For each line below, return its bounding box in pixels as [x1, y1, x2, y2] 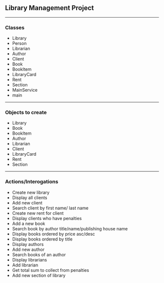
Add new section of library [12, 272, 66, 278]
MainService [12, 87, 38, 93]
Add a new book [12, 221, 45, 226]
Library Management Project [5, 4, 94, 12]
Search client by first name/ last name [12, 205, 89, 211]
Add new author [12, 246, 45, 252]
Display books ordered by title [12, 236, 73, 242]
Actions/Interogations [5, 178, 59, 185]
